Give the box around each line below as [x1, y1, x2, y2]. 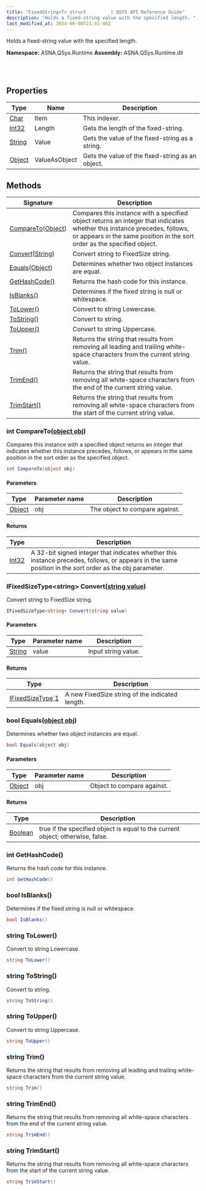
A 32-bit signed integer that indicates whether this [30, 548, 177, 557]
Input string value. [88, 647, 140, 655]
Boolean [9, 828, 34, 836]
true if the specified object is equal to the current [39, 824, 180, 833]
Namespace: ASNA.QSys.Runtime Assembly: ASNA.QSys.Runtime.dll [6, 49, 183, 57]
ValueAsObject [34, 155, 78, 164]
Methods [6, 180, 42, 191]
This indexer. [83, 114, 121, 123]
